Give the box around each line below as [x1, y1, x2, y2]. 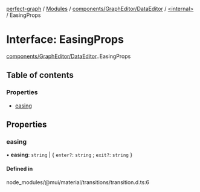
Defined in [6, 165, 33, 172]
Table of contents [6, 70, 74, 80]
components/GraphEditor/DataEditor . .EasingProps [6, 53, 131, 60]
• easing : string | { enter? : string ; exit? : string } [6, 151, 133, 159]
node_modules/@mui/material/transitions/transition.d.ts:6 [6, 178, 150, 186]
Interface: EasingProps [6, 33, 124, 46]
